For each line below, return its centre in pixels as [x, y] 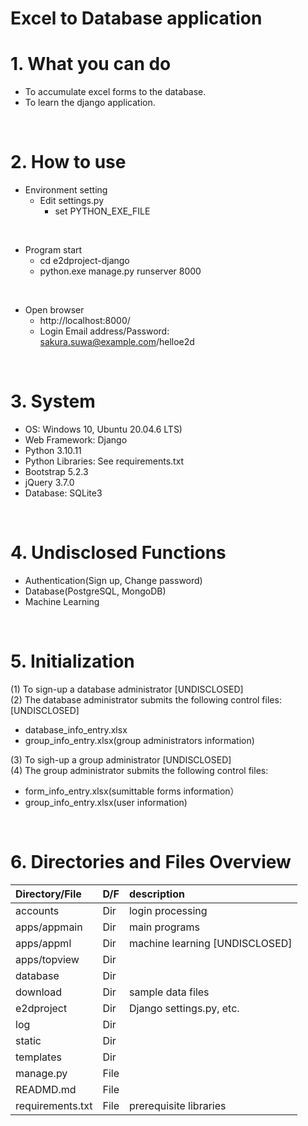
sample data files [169, 992]
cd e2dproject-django [84, 261]
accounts [37, 910]
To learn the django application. [90, 103]
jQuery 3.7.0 [49, 482]
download [39, 992]
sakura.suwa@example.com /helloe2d [117, 342]
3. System [53, 401]
